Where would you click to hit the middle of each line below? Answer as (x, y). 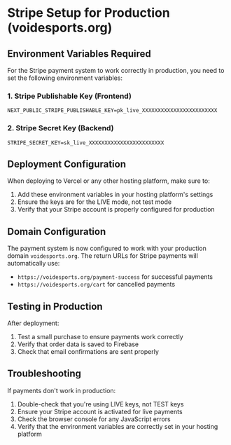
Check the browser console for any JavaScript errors (94, 419)
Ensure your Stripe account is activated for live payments (100, 411)
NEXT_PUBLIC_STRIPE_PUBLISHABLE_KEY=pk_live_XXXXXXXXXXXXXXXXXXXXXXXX (112, 111)
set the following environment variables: (65, 78)
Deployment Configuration (67, 164)
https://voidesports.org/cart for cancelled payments (96, 285)
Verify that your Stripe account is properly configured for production (116, 210)
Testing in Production (55, 306)
